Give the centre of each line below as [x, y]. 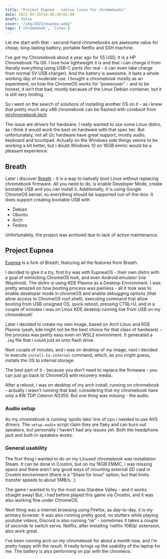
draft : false [19, 19]
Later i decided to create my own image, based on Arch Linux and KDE [78, 324]
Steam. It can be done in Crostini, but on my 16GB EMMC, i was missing [79, 464]
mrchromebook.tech [26, 115]
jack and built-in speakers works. [39, 435]
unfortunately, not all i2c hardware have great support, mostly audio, [76, 135]
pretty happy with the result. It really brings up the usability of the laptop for [83, 546]
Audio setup [20, 408]
